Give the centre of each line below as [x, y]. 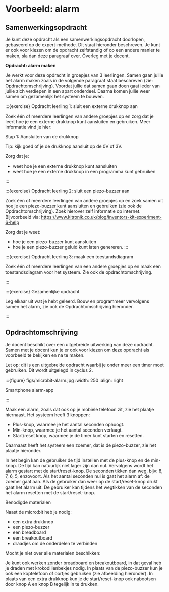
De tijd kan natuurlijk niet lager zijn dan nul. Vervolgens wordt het [86, 465]
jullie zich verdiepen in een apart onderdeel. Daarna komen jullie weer [78, 91]
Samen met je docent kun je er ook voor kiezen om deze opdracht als [77, 350]
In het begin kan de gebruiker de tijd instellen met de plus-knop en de [78, 460]
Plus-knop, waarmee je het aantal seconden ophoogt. [68, 424]
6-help [12, 222]
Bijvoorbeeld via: [23, 217]
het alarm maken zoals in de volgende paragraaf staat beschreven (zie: [79, 80]
